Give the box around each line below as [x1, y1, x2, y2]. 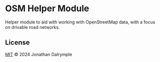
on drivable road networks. [5, 24, 60, 30]
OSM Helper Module [5, 3, 90, 14]
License [5, 39, 30, 47]
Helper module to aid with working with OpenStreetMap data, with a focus [5, 19, 156, 25]
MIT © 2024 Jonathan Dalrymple [5, 51, 72, 57]
